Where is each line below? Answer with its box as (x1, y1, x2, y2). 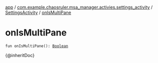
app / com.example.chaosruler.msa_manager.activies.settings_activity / (5, 4, 153, 10)
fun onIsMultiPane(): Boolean (5, 43, 69, 48)
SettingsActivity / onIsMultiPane (5, 9, 72, 15)
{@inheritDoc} (5, 52, 35, 58)
